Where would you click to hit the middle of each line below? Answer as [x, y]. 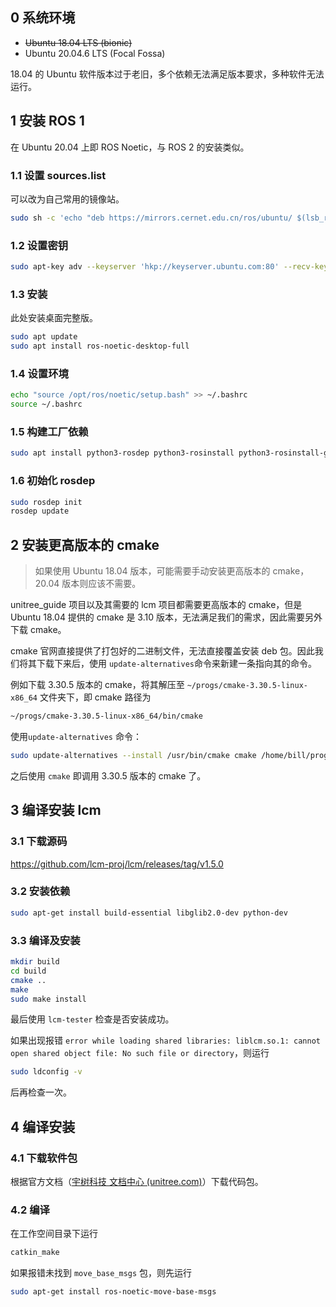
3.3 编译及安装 [45, 940]
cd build [28, 971]
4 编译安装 [43, 1126]
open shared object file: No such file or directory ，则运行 [140, 1053]
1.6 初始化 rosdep [53, 481]
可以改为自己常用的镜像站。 [67, 199]
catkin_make [35, 1253]
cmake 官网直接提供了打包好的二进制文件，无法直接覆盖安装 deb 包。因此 [162, 651]
